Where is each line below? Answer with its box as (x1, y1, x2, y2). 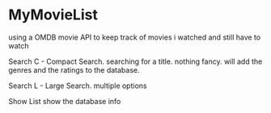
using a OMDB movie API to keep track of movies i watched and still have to (8, 32, 261, 42)
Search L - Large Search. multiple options (8, 81, 147, 90)
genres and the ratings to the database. (8, 65, 140, 74)
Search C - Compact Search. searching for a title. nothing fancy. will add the (8, 56, 263, 66)
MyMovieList (8, 6, 99, 24)
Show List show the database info (8, 96, 121, 106)
